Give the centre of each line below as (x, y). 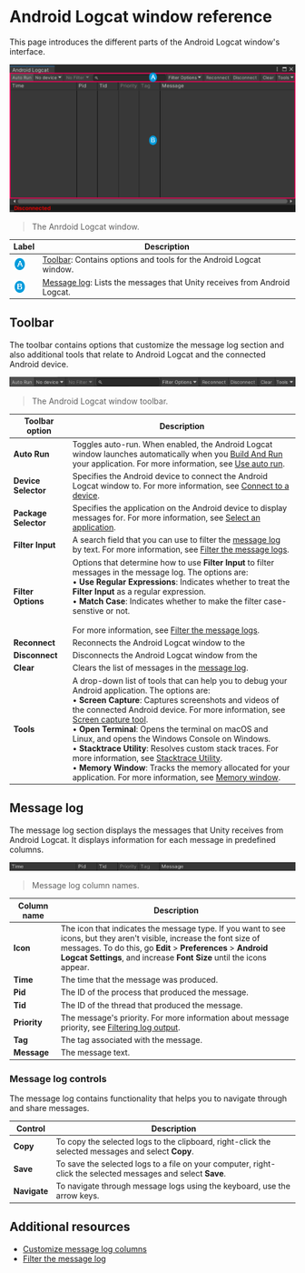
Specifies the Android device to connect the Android (170, 476)
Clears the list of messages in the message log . (160, 668)
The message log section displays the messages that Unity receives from (147, 830)
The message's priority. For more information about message (175, 1017)
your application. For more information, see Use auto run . (179, 463)
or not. (118, 610)
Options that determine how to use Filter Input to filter (173, 562)
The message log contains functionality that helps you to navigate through (148, 1098)
